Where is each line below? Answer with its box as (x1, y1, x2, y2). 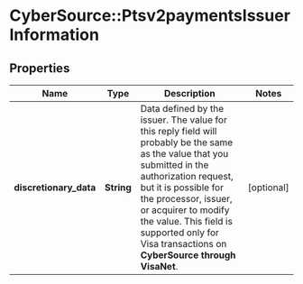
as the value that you (140, 148, 229, 160)
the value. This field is (140, 215, 233, 227)
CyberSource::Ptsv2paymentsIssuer (9, 5, 291, 26)
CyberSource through (140, 249, 236, 261)
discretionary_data (14, 181, 96, 194)
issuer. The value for (140, 114, 227, 126)
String (105, 181, 133, 194)
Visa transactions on (140, 238, 227, 250)
